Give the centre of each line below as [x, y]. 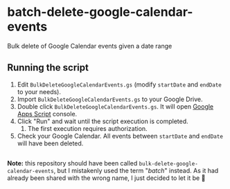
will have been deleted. [50, 143]
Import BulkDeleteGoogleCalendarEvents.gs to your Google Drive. [110, 99]
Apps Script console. [47, 114]
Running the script [48, 67]
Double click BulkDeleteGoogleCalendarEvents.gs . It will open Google [115, 106]
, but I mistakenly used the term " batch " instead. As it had [136, 171]
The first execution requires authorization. [87, 128]
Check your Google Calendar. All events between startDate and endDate [120, 136]
